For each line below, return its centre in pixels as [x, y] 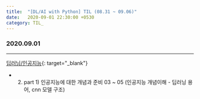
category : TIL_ [25, 23]
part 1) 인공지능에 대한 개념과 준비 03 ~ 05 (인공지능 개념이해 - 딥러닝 [105, 82]
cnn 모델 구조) [49, 89]
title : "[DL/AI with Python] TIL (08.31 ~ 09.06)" [71, 12]
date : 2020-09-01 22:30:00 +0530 [50, 17]
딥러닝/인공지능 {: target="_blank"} [47, 63]
